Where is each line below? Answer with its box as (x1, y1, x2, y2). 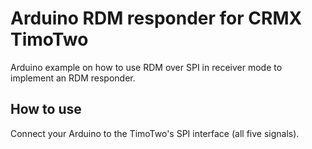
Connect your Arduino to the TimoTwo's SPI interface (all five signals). (10, 127, 300, 139)
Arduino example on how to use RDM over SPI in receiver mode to (10, 61, 283, 73)
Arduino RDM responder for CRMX (10, 7, 303, 30)
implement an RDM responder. (10, 72, 136, 84)
